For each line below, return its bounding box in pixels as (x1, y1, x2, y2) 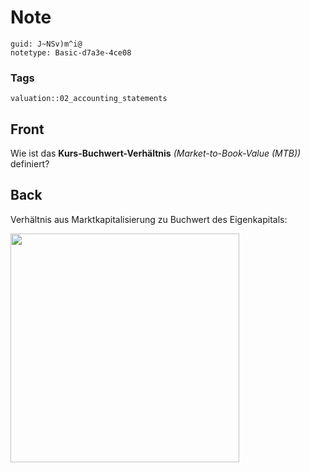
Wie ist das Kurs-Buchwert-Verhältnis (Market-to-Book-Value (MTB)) (10, 147, 302, 160)
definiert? (10, 158, 50, 170)
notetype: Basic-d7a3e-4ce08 (10, 47, 132, 58)
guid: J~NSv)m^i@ (10, 39, 83, 49)
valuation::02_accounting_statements (10, 94, 168, 104)
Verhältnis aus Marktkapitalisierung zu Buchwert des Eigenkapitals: (10, 213, 288, 225)
